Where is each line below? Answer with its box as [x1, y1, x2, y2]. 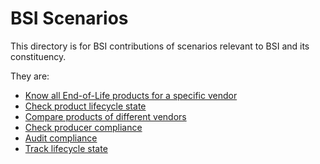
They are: [10, 70, 50, 82]
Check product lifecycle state [24, 100, 147, 112]
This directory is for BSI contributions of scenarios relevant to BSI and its [10, 40, 310, 52]
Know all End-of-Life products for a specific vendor [24, 89, 238, 101]
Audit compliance [24, 132, 98, 144]
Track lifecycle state [24, 142, 108, 154]
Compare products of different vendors [24, 110, 187, 122]
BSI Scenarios [10, 7, 129, 30]
